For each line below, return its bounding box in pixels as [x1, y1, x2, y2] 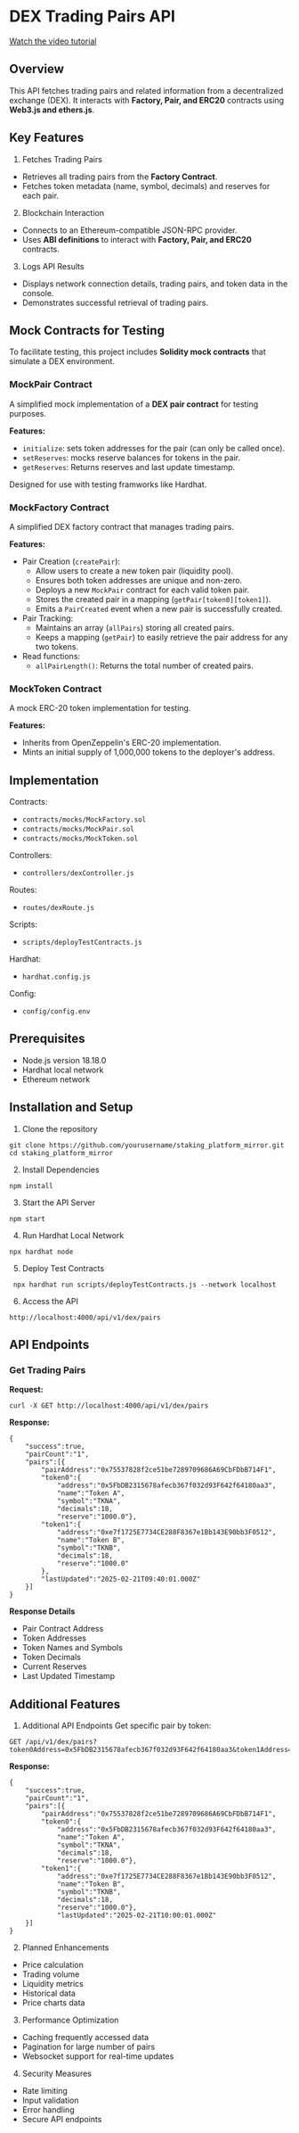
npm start [9, 1214, 46, 1223]
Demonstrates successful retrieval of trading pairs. [21, 297, 209, 308]
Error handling [21, 2104, 75, 2115]
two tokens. [35, 641, 78, 652]
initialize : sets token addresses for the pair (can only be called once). [21, 442, 286, 453]
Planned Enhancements [21, 1942, 109, 1953]
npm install [9, 1181, 53, 1190]
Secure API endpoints [21, 2114, 102, 2125]
